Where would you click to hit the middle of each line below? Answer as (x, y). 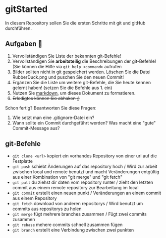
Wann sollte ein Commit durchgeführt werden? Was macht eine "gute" (84, 122)
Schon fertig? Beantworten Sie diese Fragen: (51, 108)
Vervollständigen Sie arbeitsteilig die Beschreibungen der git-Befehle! (84, 61)
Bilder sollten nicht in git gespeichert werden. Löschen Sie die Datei (81, 72)
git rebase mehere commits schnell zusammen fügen (67, 225)
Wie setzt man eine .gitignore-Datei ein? (53, 118)
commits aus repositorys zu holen (47, 209)
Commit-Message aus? (36, 128)
